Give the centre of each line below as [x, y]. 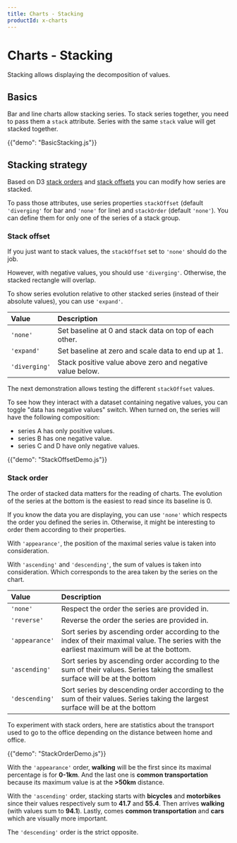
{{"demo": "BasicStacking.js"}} [52, 142]
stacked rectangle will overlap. [52, 280]
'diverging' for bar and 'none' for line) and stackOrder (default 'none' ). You [118, 211]
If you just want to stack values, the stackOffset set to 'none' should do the [117, 252]
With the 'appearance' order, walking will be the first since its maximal [109, 767]
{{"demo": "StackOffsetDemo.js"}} [57, 460]
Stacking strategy [48, 165]
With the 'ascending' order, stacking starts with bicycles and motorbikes [114, 796]
